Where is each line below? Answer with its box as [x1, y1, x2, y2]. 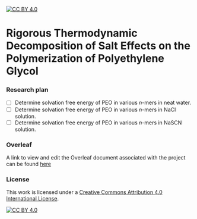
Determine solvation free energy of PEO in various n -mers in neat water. [14, 99, 192, 107]
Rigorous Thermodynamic [6, 27, 138, 40]
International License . [6, 195, 59, 202]
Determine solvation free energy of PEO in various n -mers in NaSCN [14, 119, 182, 126]
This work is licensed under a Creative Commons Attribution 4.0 [6, 189, 163, 196]
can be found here [6, 160, 52, 167]
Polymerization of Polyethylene [6, 52, 165, 65]
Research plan [6, 86, 49, 94]
